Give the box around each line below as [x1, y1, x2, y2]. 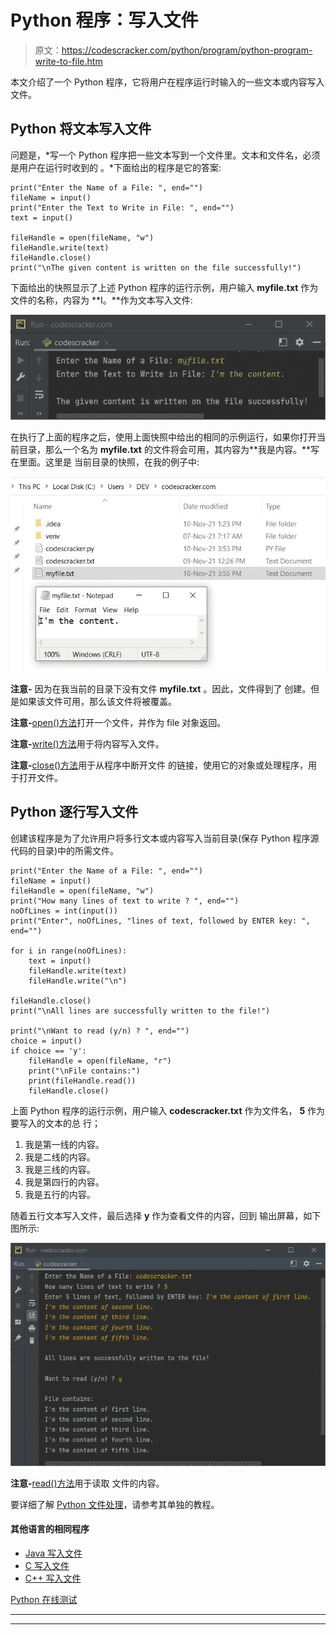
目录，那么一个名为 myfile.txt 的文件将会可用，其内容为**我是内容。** [18, 444, 311, 456]
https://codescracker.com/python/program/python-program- [61, 44, 313, 56]
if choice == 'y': [10, 1046, 87, 1056]
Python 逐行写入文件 [10, 804, 139, 821]
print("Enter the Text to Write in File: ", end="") [10, 202, 235, 213]
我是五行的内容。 [24, 1188, 96, 1200]
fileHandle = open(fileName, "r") [28, 1056, 172, 1066]
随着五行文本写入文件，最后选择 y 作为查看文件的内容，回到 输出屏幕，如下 [10, 1209, 322, 1221]
